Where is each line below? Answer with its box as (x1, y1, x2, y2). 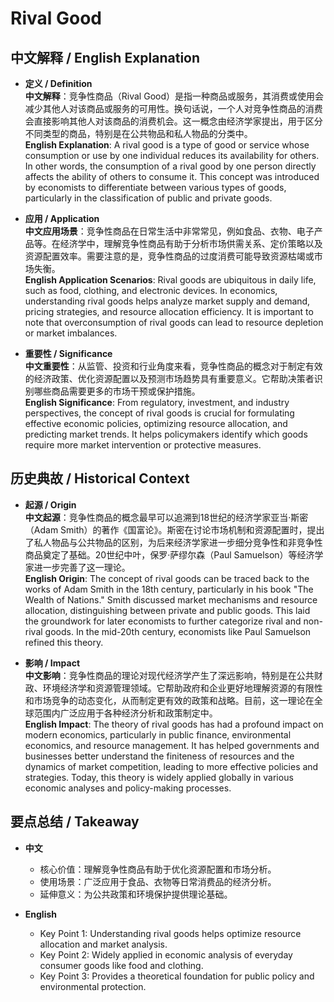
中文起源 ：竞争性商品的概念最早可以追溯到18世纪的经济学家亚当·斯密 (24, 511, 309, 523)
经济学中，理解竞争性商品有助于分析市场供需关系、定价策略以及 (59, 238, 323, 249)
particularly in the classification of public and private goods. (24, 192, 273, 204)
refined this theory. (24, 636, 104, 648)
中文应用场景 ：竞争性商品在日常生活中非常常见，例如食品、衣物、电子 (24, 225, 315, 237)
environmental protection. (39, 980, 147, 992)
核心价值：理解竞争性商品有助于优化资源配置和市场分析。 (39, 863, 277, 875)
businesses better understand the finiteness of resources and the (24, 750, 295, 762)
